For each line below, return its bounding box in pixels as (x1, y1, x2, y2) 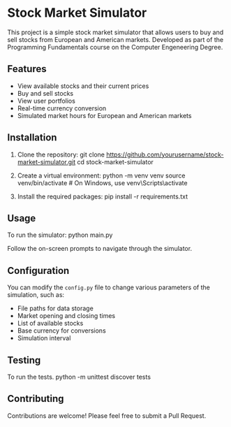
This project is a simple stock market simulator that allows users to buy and (7, 28, 224, 36)
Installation (7, 131, 57, 144)
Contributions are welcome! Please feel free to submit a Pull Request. (7, 411, 207, 420)
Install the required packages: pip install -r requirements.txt (17, 192, 188, 201)
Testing (7, 354, 41, 366)
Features (7, 63, 47, 75)
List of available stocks (17, 319, 84, 328)
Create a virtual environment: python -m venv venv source (17, 171, 186, 180)
